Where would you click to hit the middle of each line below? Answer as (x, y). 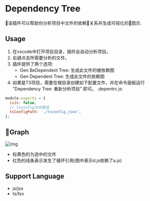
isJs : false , (23, 103)
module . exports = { (25, 98)
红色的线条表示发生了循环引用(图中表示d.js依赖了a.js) (67, 160)
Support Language (35, 176)
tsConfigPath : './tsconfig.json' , (45, 112)
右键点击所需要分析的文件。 (41, 58)
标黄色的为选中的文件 (34, 154)
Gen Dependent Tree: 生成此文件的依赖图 (62, 76)
